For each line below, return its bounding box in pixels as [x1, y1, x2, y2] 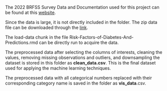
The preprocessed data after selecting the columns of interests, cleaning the [5, 49, 163, 55]
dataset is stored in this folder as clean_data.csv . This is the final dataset [5, 60, 156, 65]
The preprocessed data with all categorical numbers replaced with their [5, 75, 152, 80]
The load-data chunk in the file [5, 34, 69, 40]
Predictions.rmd [5, 39, 38, 45]
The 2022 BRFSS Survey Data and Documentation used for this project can [5, 4, 160, 10]
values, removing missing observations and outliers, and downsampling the [5, 54, 160, 60]
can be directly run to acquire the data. [39, 39, 119, 45]
